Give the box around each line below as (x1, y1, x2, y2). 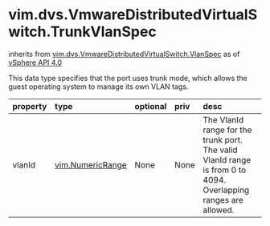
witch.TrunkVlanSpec (8, 22, 157, 41)
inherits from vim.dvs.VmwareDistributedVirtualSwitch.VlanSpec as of (8, 49, 240, 59)
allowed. (202, 204, 235, 216)
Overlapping (202, 184, 250, 196)
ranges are (202, 194, 243, 205)
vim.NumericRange (55, 159, 127, 170)
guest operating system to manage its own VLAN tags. (8, 82, 189, 91)
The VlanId (202, 114, 244, 125)
